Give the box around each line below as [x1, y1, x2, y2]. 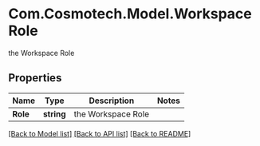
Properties [8, 71, 62, 85]
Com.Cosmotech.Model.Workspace [8, 5, 253, 23]
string [42, 109, 66, 120]
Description [89, 95, 135, 106]
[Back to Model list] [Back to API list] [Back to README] [8, 128, 191, 138]
